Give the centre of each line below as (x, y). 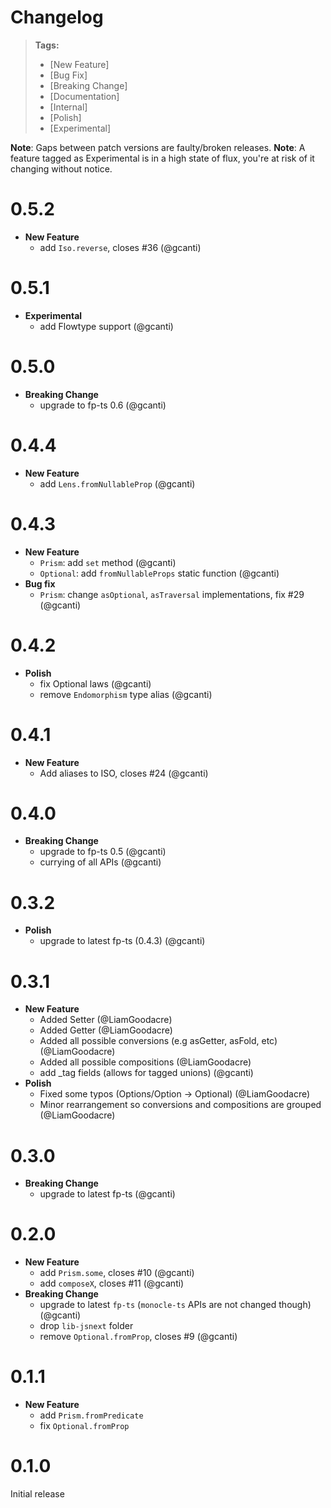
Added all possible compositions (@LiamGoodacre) (145, 1062)
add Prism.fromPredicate (91, 1415)
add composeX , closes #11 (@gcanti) (112, 1283)
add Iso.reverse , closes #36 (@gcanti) (120, 247)
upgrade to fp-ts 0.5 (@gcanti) (103, 852)
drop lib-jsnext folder (86, 1326)
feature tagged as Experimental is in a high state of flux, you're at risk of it (162, 158)
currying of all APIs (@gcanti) (100, 862)
